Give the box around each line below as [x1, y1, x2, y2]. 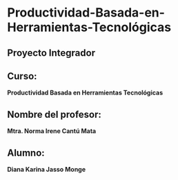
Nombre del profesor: [7, 108, 101, 120]
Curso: [7, 70, 37, 82]
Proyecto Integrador [7, 47, 95, 59]
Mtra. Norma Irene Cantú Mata [7, 127, 97, 135]
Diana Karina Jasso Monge [7, 166, 86, 174]
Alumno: [7, 147, 45, 159]
